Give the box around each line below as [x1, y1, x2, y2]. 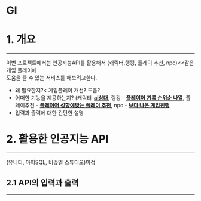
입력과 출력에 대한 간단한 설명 [14, 109, 84, 116]
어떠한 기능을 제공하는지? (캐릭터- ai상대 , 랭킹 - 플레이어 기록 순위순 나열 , [14, 94, 185, 101]
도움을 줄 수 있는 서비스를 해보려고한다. [6, 74, 98, 81]
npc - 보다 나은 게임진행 [113, 102, 170, 109]
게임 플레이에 [6, 67, 37, 74]
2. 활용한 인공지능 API [6, 132, 109, 146]
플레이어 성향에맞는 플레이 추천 [39, 102, 111, 109]
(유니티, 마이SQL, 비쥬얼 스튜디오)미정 [6, 159, 96, 166]
